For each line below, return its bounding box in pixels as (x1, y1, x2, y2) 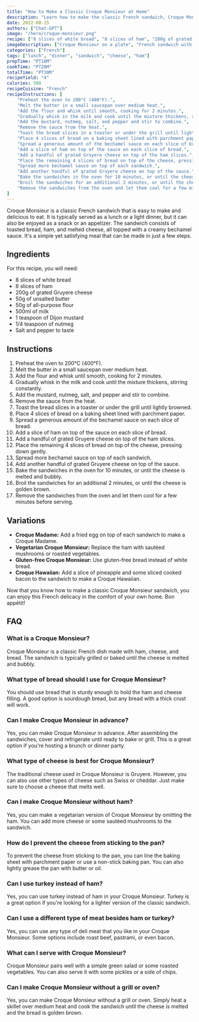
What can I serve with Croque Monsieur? (6, 948, 126, 957)
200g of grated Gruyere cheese (15, 289, 93, 296)
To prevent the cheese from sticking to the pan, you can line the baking (6, 852, 180, 860)
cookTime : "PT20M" (6, 63, 52, 70)
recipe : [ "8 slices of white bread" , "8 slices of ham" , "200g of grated (6, 36, 193, 42)
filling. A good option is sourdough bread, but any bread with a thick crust (6, 695, 186, 702)
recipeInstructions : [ (6, 91, 63, 97)
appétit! (6, 599, 25, 606)
